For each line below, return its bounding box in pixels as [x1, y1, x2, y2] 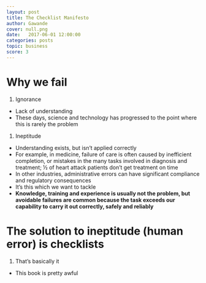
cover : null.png [6, 26, 48, 32]
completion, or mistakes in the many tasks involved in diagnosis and [15, 157, 188, 164]
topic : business [6, 43, 48, 50]
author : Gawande [6, 20, 48, 26]
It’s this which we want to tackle [15, 183, 96, 191]
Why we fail [6, 75, 67, 89]
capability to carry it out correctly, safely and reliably [15, 203, 154, 210]
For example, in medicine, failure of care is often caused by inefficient [15, 151, 192, 158]
